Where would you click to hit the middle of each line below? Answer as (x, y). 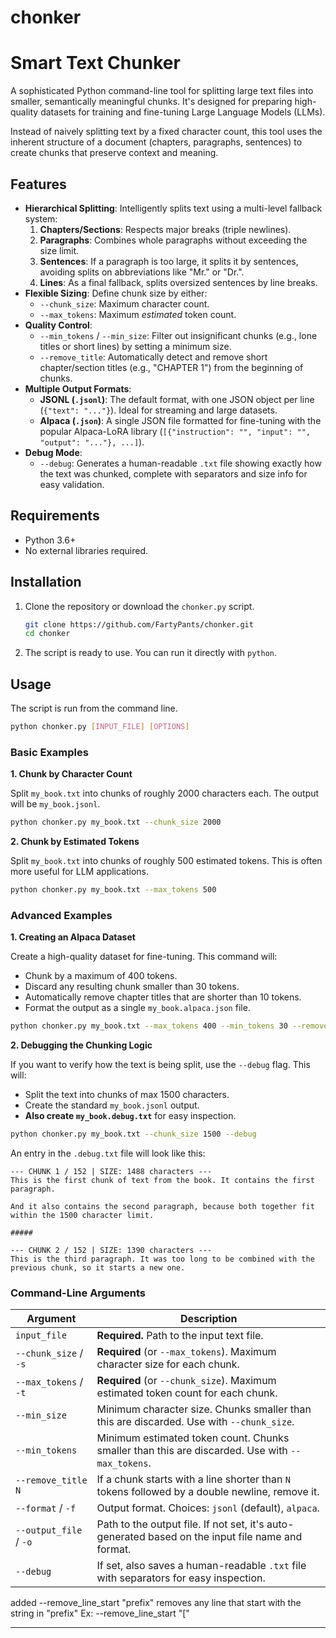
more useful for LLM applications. (80, 872)
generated (121, 1537)
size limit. (59, 250)
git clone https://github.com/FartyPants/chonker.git (139, 624)
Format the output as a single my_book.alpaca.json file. (137, 1008)
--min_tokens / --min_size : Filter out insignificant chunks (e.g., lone (178, 335)
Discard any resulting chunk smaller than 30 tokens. (132, 987)
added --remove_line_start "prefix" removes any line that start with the (156, 1603)
